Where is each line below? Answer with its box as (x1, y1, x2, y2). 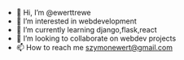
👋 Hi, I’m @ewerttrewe (15, 8, 91, 17)
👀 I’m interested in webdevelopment (15, 16, 137, 26)
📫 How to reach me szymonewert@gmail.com (15, 43, 173, 52)
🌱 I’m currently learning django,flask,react (15, 25, 157, 34)
